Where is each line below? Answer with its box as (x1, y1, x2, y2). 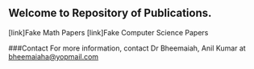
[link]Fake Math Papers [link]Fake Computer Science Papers (8, 27, 209, 37)
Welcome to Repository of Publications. (8, 6, 212, 20)
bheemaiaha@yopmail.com (8, 51, 99, 61)
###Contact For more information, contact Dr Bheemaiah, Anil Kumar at (8, 43, 246, 53)
